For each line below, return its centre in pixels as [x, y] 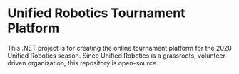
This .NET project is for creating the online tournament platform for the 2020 [119, 48]
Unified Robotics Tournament [96, 13]
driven [17, 63]
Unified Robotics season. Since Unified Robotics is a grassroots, [102, 55]
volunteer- [213, 55]
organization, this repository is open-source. [93, 63]
